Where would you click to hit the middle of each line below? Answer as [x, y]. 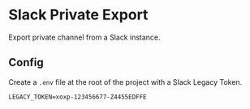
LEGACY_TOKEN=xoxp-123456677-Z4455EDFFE [78, 97]
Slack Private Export [78, 15]
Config [26, 63]
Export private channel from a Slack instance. [84, 37]
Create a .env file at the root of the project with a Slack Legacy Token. [125, 82]
